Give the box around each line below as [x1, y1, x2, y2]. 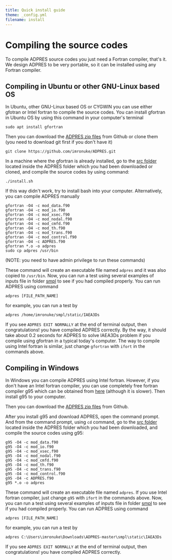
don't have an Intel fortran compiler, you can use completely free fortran [5, 382, 158, 388]
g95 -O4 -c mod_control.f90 [5, 471, 66, 476]
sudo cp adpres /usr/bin [5, 248, 59, 253]
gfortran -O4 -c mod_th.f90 [5, 226, 66, 231]
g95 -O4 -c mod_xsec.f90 [5, 449, 59, 454]
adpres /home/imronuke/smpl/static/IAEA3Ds [5, 312, 100, 318]
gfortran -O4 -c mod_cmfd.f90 [5, 221, 70, 227]
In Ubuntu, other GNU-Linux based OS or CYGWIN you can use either [5, 104, 152, 110]
